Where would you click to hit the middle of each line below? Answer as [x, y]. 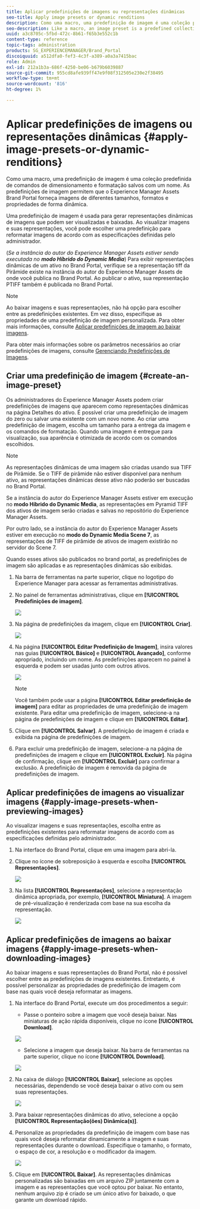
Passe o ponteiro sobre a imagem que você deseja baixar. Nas [100, 1015]
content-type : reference [37, 39]
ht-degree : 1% [24, 90]
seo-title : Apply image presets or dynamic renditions [76, 17]
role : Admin [21, 61]
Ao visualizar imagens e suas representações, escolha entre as [84, 826]
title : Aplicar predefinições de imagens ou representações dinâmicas [96, 12]
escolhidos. [20, 444]
